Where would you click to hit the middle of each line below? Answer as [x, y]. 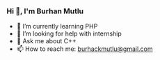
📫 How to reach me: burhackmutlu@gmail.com [85, 49]
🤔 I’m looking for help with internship [69, 33]
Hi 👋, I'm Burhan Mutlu [45, 11]
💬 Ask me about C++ [47, 41]
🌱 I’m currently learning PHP [57, 27]
